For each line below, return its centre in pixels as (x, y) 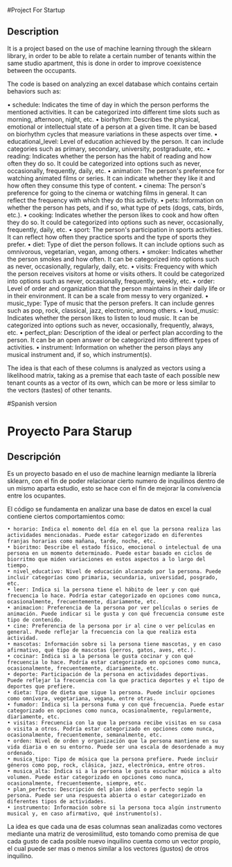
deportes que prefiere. (42, 686)
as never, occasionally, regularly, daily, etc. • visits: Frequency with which (112, 266)
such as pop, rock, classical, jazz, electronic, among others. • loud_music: (113, 310)
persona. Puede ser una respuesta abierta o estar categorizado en (107, 795)
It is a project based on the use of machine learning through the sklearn (109, 48)
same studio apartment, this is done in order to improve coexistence (105, 63)
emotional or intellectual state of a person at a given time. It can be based (112, 127)
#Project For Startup (36, 10)
